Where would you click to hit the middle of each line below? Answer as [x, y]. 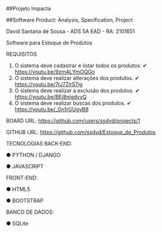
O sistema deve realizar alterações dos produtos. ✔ [77, 78]
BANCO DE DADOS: [30, 212]
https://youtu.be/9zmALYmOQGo [55, 72]
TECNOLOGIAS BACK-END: [39, 143]
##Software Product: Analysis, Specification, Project [70, 20]
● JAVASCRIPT [25, 166]
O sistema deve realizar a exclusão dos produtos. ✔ [77, 90]
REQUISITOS [21, 54]
